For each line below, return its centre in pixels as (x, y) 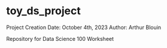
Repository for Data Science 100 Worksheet (60, 39)
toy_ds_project (43, 11)
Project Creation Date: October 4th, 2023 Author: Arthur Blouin (84, 27)
